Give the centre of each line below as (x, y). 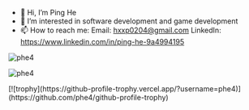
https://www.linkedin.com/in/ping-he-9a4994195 (102, 42)
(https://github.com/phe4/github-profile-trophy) (88, 97)
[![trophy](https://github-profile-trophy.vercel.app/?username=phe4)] (125, 89)
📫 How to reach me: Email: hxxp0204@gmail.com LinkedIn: (120, 30)
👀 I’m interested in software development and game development (129, 21)
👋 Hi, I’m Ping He (48, 13)
